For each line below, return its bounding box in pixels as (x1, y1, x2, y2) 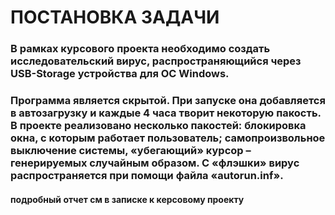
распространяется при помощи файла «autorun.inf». (10, 169, 284, 183)
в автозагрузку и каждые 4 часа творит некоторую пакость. (10, 106, 322, 120)
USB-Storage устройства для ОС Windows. (10, 67, 230, 81)
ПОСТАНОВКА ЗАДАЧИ (10, 6, 220, 29)
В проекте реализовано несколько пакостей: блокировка (10, 119, 307, 133)
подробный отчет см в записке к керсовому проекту (10, 193, 245, 205)
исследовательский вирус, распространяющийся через (10, 54, 302, 68)
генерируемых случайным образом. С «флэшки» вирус (10, 156, 300, 170)
